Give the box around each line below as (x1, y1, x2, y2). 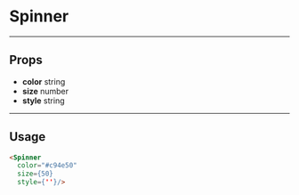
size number (21, 85, 69, 96)
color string (21, 76, 66, 86)
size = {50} (17, 169, 53, 179)
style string (21, 95, 65, 106)
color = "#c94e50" (17, 161, 77, 170)
